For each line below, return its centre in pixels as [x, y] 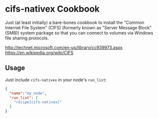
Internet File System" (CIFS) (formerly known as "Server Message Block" [79, 27]
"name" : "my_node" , [28, 93]
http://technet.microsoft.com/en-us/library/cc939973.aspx [64, 47]
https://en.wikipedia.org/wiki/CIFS [39, 53]
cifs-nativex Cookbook [52, 9]
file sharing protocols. [27, 38]
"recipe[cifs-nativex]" [38, 102]
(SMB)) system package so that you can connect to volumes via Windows [79, 33]
